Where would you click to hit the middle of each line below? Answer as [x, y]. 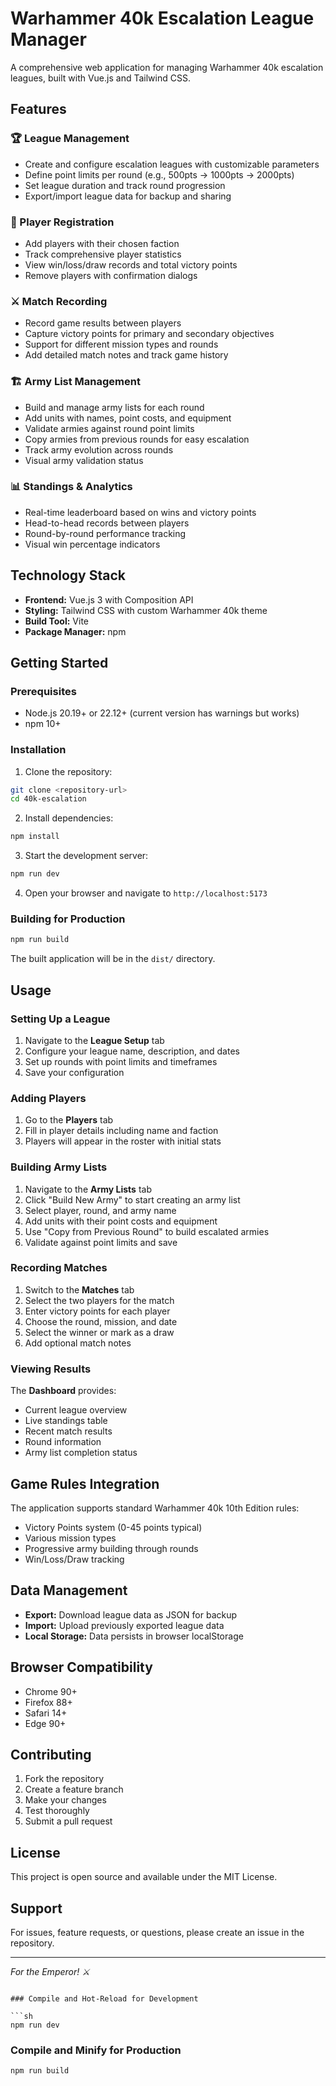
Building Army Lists [59, 1167]
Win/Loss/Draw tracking [74, 1559]
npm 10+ [43, 724]
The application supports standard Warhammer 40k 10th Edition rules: [155, 1508]
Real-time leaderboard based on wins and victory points [140, 512]
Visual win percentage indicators [92, 544]
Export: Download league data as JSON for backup [131, 1614]
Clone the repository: [68, 771]
